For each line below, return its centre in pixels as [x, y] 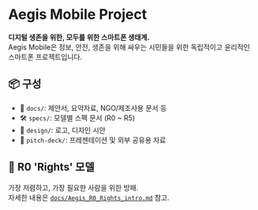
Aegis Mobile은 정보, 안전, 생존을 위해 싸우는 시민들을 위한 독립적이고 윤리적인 [129, 47]
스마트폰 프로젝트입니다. [45, 57]
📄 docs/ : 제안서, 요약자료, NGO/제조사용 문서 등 [93, 108]
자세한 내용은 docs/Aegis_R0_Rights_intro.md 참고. [89, 197]
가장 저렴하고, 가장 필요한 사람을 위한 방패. [73, 187]
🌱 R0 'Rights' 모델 [51, 167]
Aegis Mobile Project [78, 15]
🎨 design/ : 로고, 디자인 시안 [63, 130]
